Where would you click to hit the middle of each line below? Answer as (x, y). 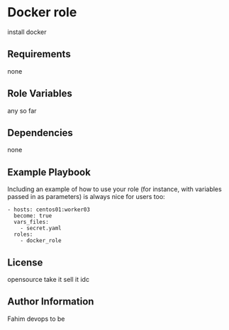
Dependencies (40, 133)
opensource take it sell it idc (49, 279)
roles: (23, 234)
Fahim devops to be (36, 319)
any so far (22, 110)
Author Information (51, 302)
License (25, 262)
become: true (33, 216)
